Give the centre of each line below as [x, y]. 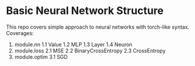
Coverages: [20, 33]
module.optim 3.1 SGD [41, 57]
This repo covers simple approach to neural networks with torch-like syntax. [98, 27]
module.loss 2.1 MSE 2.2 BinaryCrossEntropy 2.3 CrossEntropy [90, 50]
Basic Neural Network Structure [85, 11]
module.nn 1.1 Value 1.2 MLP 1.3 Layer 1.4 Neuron [73, 44]
